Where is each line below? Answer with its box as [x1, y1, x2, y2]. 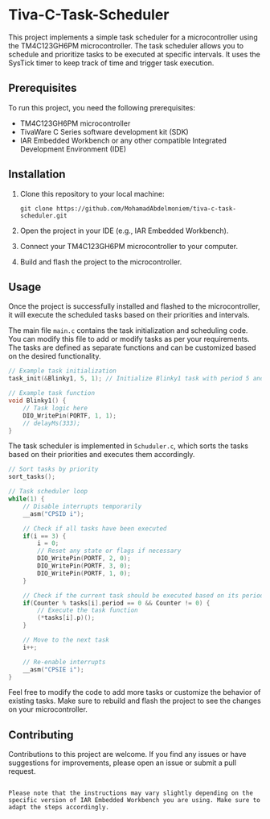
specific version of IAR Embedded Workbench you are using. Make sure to [8, 796, 261, 804]
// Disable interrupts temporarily [22, 502, 142, 510]
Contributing [8, 728, 74, 742]
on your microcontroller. [8, 705, 88, 714]
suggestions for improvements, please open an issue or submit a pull [8, 758, 237, 767]
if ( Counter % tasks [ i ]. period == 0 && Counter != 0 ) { [22, 599, 211, 607]
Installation [8, 168, 66, 181]
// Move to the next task [22, 636, 110, 644]
